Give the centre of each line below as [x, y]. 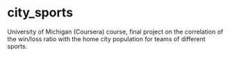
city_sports [40, 13]
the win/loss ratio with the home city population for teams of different [107, 38]
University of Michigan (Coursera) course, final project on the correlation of [115, 32]
